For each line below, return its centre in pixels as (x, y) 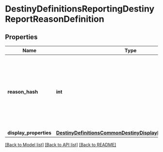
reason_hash (23, 92)
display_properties (30, 133)
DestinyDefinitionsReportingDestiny (80, 9)
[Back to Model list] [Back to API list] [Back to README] (61, 145)
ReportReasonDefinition (55, 19)
